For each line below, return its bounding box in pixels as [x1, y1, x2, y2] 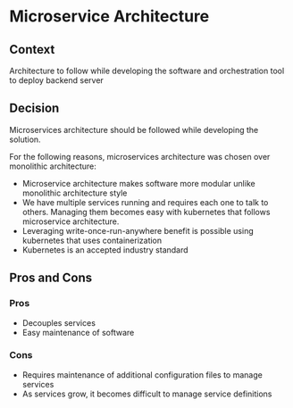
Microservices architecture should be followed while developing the [9, 124, 259, 135]
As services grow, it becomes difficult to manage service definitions [21, 388, 272, 399]
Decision [9, 101, 60, 116]
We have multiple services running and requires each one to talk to [21, 196, 269, 207]
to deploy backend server [9, 75, 105, 86]
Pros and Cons [9, 271, 92, 286]
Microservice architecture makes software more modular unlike [21, 178, 256, 188]
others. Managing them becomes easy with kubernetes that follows [21, 206, 271, 217]
